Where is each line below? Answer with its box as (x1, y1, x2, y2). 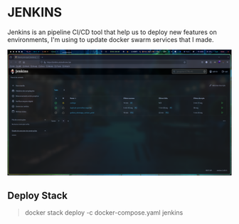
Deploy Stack (7, 189, 68, 201)
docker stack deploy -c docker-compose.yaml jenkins (24, 208, 184, 217)
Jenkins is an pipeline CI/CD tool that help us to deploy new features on (7, 28, 217, 36)
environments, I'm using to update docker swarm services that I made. (7, 35, 215, 43)
